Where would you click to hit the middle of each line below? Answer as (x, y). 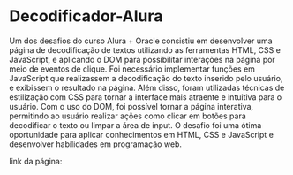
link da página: (36, 161)
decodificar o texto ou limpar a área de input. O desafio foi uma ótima (135, 125)
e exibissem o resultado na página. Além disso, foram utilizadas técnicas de (147, 87)
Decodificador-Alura (86, 16)
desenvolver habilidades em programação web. (96, 144)
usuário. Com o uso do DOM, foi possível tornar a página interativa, (131, 106)
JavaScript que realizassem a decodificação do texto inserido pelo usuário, (146, 78)
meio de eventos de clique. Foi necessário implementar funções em (132, 69)
